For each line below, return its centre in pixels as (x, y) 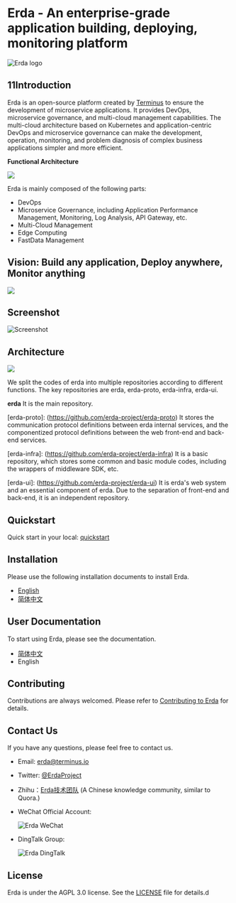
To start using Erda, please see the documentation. (82, 639)
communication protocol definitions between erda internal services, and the (118, 425)
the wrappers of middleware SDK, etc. (63, 469)
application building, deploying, (102, 28)
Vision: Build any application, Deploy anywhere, (115, 263)
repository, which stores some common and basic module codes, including (117, 461)
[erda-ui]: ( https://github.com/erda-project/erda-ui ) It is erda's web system (117, 483)
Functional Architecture (43, 161)
